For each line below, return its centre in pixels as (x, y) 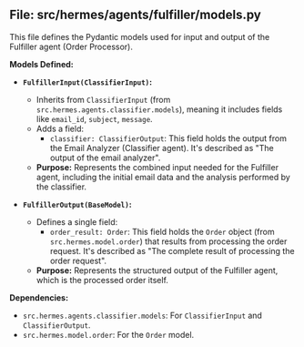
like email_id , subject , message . (94, 118)
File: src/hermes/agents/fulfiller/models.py (135, 15)
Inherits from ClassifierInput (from (103, 99)
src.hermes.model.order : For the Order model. (108, 334)
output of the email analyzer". (105, 158)
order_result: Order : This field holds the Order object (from (162, 231)
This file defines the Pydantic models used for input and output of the (140, 36)
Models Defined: (42, 64)
